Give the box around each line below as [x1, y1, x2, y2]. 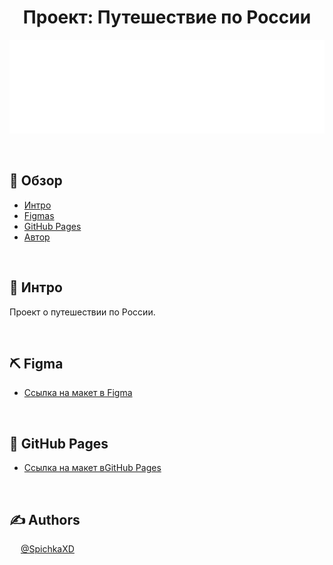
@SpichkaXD [20, 543, 75, 555]
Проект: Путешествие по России [22, 6, 312, 29]
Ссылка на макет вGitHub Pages [23, 462, 162, 474]
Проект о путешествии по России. [9, 306, 156, 318]
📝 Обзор [9, 172, 63, 190]
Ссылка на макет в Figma [23, 387, 133, 399]
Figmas [23, 209, 55, 221]
